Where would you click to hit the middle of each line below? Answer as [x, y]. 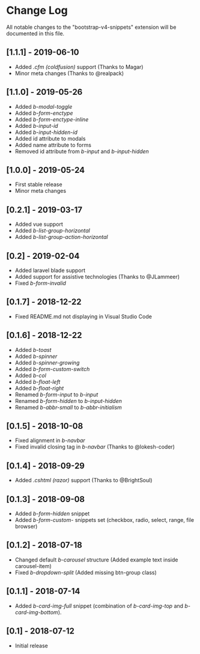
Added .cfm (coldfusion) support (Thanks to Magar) [79, 67]
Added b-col [31, 375]
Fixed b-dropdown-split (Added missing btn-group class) [86, 572]
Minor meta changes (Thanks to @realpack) [69, 73]
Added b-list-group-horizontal [52, 231]
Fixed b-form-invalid [40, 283]
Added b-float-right [39, 388]
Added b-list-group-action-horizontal [61, 237]
